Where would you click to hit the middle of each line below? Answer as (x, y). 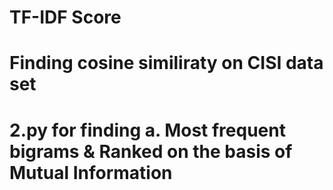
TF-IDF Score (65, 17)
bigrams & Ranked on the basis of (151, 151)
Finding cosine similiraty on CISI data (166, 63)
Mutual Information (91, 172)
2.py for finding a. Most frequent (147, 130)
